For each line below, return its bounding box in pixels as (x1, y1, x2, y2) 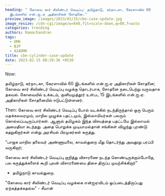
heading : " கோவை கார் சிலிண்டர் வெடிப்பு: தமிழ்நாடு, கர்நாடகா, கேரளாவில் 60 (5, 7, 151, 12)
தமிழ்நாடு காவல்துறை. (12, 170, 55, 176)
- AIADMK (9, 48, 28, 53)
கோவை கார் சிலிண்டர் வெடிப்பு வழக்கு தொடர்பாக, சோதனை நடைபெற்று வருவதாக (5, 86, 160, 92)
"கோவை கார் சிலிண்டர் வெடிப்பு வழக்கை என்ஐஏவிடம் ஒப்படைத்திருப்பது (5, 180, 143, 186)
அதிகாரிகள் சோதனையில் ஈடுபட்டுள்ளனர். (5, 97, 84, 103)
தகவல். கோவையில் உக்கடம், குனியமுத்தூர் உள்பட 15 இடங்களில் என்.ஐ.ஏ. (5, 92, 145, 98)
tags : (5, 35, 16, 40)
